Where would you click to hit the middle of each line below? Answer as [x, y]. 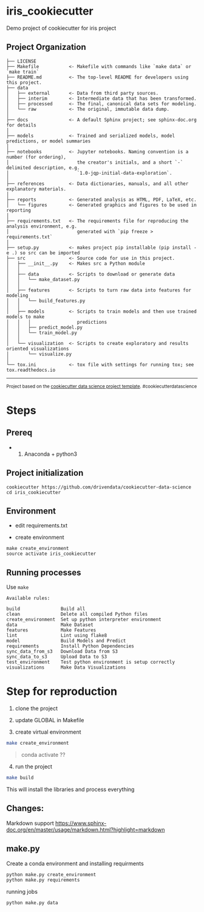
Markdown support [30, 823]
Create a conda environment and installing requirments [75, 863]
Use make [18, 587]
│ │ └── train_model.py [42, 333]
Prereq [19, 433]
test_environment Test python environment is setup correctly [90, 662]
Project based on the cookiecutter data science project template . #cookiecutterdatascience [102, 386]
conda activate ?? [43, 755]
